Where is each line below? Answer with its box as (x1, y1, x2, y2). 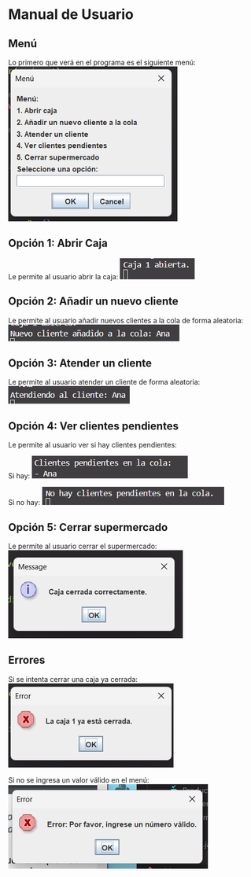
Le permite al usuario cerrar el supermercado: (8, 541, 157, 551)
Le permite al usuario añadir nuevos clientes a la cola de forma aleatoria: (8, 315, 244, 325)
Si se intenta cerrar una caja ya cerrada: (8, 674, 138, 684)
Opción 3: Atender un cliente (8, 356, 152, 370)
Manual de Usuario (8, 6, 134, 24)
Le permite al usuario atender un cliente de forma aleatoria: (8, 378, 201, 387)
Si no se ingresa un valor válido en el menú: (8, 775, 149, 784)
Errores (8, 654, 46, 667)
